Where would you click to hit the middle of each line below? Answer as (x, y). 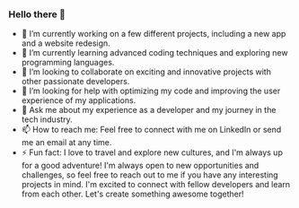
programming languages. (68, 63)
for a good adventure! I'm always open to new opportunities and (140, 166)
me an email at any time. (66, 143)
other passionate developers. (75, 82)
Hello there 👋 (37, 14)
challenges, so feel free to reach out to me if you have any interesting (150, 175)
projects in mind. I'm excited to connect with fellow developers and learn (156, 185)
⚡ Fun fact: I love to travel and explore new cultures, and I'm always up (152, 152)
